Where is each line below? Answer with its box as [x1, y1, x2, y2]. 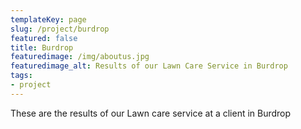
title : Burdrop [10, 42, 74, 53]
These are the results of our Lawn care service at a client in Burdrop [10, 107, 292, 119]
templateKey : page [10, 14, 87, 25]
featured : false [10, 33, 78, 43]
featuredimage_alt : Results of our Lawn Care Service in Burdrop [10, 61, 288, 71]
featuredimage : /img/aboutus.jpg [10, 52, 150, 62]
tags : [10, 71, 33, 81]
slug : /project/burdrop [10, 24, 110, 34]
